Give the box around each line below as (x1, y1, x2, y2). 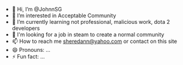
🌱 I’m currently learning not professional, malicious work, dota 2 (11, 18, 170, 25)
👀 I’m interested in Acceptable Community (11, 12, 116, 19)
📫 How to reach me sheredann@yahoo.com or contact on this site (11, 38, 178, 45)
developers (11, 24, 40, 32)
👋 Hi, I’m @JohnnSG (11, 6, 62, 13)
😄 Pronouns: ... (11, 47, 51, 53)
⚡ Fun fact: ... (11, 53, 45, 60)
